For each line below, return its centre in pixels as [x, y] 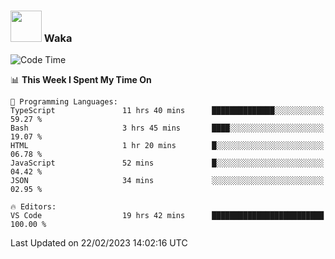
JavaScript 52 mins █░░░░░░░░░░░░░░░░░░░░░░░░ [167, 163]
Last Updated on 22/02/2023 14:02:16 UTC [99, 243]
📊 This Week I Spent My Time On [81, 80]
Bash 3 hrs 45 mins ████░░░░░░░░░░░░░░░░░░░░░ [167, 128]
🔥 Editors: [33, 207]
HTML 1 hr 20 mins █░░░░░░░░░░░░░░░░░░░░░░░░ [167, 146]
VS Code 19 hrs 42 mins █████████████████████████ [167, 216]
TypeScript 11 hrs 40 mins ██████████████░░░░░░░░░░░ [167, 111]
